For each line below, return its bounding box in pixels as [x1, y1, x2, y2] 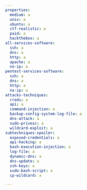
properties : [5, 7, 30, 13]
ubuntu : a [10, 21, 30, 27]
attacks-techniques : [5, 92, 49, 98]
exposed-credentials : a [10, 135, 59, 140]
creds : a [10, 97, 28, 102]
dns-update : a [10, 159, 39, 164]
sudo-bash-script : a [10, 168, 53, 173]
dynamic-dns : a [10, 154, 42, 159]
